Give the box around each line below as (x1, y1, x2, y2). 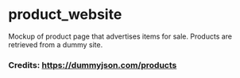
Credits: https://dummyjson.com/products (8, 59, 177, 70)
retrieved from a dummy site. (8, 39, 103, 49)
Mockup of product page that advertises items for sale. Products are (8, 32, 233, 41)
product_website (8, 6, 122, 24)
